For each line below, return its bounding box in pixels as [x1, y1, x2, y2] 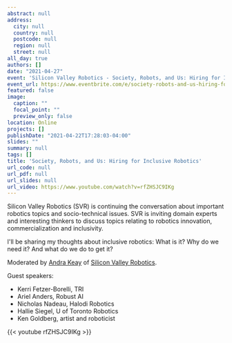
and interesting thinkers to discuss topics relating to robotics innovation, [7, 217, 213, 225]
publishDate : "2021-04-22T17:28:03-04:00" [7, 132, 131, 139]
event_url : [7, 81, 39, 88]
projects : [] [7, 126, 45, 133]
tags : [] [7, 151, 32, 159]
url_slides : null [7, 177, 57, 184]
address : [7, 17, 32, 23]
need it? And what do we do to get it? [7, 245, 114, 253]
